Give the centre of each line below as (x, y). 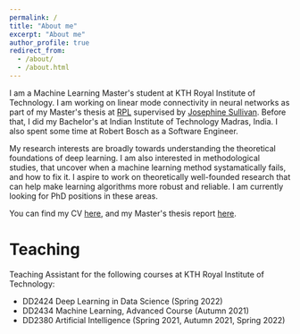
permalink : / (33, 17)
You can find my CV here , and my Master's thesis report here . (123, 213)
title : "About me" (43, 26)
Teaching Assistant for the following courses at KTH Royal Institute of (137, 274)
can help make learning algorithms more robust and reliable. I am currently (146, 186)
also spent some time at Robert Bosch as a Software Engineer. (124, 131)
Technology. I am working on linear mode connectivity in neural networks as (150, 102)
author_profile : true (50, 43)
